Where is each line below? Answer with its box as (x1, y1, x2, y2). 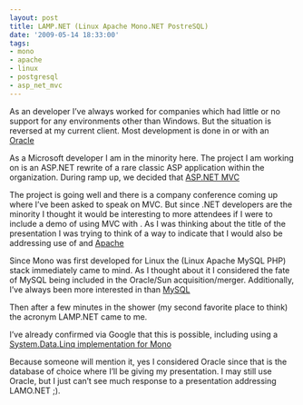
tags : (9, 38, 30, 48)
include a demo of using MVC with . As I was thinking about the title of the (9, 218, 286, 229)
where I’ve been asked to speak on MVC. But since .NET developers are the (9, 199, 293, 210)
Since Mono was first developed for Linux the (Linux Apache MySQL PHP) (9, 255, 287, 266)
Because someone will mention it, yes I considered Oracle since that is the (9, 356, 288, 367)
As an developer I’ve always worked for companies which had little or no (9, 105, 281, 116)
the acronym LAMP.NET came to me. (9, 311, 148, 322)
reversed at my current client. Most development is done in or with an (9, 124, 269, 136)
